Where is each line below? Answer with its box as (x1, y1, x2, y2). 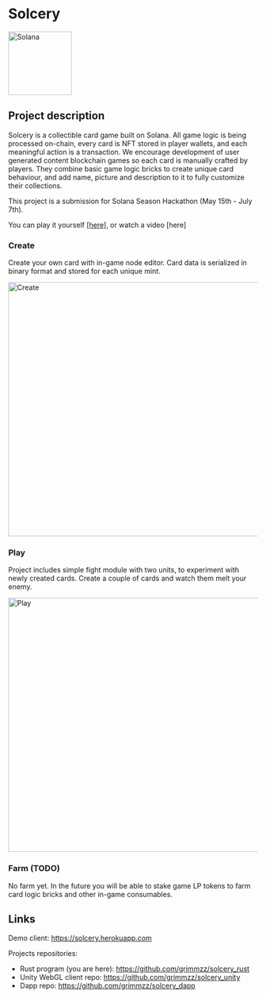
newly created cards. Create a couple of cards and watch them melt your (8, 573, 247, 584)
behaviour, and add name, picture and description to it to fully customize (8, 172, 245, 182)
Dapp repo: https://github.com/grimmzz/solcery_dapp (19, 981, 196, 991)
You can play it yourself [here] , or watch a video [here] (8, 220, 187, 229)
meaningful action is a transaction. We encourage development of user (8, 147, 240, 156)
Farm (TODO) (8, 863, 61, 874)
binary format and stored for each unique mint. (8, 267, 161, 276)
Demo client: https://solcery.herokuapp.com (8, 934, 152, 943)
